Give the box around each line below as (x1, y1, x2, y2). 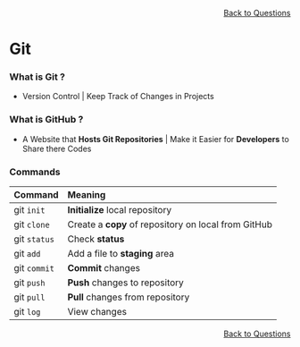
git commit (13, 262, 55, 275)
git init (13, 204, 46, 216)
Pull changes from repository (67, 291, 190, 303)
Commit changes (67, 262, 141, 275)
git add (13, 248, 41, 260)
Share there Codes (21, 143, 92, 154)
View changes (67, 306, 128, 318)
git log (13, 306, 41, 318)
